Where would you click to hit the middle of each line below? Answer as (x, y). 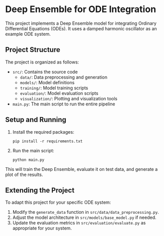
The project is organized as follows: (42, 62)
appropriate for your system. (42, 228)
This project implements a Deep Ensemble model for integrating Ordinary (81, 23)
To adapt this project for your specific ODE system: (58, 202)
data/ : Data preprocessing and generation (64, 77)
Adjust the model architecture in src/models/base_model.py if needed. (85, 217)
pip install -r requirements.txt (48, 141)
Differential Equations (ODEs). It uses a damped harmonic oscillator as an (81, 28)
